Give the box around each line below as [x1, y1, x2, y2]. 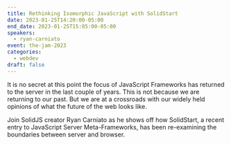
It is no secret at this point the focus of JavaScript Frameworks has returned [7, 80, 225, 88]
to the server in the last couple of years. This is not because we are [7, 88, 200, 96]
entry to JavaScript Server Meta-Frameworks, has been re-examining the [7, 123, 217, 131]
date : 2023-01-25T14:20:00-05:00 [7, 17, 104, 23]
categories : [7, 49, 42, 56]
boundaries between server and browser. [7, 130, 126, 138]
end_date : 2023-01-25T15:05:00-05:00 [7, 23, 117, 30]
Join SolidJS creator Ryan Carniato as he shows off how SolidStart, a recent [7, 115, 225, 124]
